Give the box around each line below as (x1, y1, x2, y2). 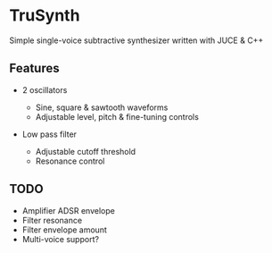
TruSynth (9, 5, 80, 26)
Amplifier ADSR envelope (21, 205, 116, 215)
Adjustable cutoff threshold (35, 146, 136, 156)
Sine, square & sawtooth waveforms (35, 102, 169, 113)
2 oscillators (21, 84, 68, 95)
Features (9, 61, 60, 76)
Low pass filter (21, 129, 78, 139)
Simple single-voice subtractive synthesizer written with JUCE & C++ (9, 35, 264, 46)
